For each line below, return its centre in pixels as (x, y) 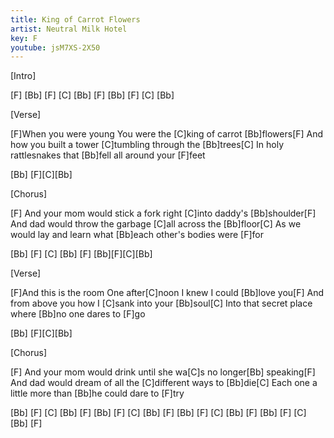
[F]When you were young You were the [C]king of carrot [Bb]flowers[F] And (167, 134)
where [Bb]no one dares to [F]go (78, 314)
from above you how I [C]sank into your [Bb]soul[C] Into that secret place (161, 303)
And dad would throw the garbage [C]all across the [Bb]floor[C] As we (156, 224)
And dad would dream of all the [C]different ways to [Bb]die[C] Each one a (164, 383)
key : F (24, 38)
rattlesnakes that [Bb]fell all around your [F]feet (108, 155)
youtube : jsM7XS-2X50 (55, 47)
